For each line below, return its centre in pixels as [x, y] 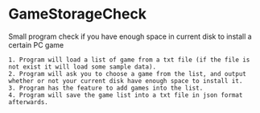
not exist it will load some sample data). [83, 67]
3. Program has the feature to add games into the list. [106, 88]
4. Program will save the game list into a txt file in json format [126, 95]
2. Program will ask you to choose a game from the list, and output [128, 73]
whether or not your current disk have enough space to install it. [126, 81]
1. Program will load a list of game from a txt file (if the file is [129, 60]
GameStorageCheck [78, 14]
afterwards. [28, 102]
